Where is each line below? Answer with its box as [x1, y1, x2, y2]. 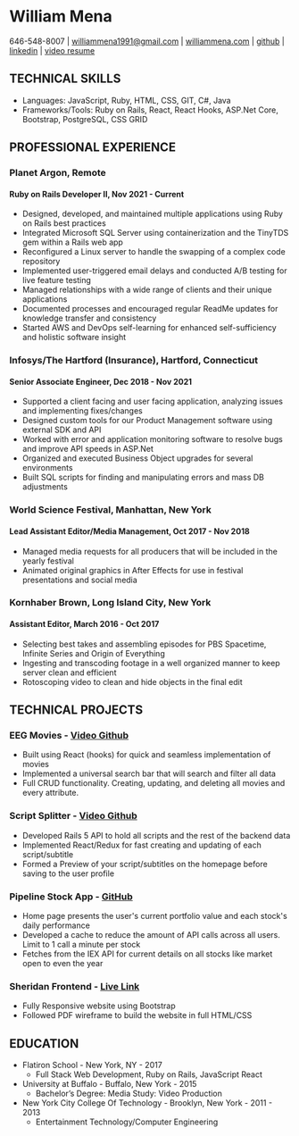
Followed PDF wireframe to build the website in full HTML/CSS [21, 1010, 253, 1021]
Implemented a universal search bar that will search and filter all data [21, 768, 277, 779]
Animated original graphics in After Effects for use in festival [21, 564, 244, 575]
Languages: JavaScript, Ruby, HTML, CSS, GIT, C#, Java [21, 95, 231, 105]
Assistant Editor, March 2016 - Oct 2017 [9, 619, 160, 630]
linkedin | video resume [9, 45, 96, 55]
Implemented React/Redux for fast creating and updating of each [21, 839, 262, 850]
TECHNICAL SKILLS [9, 71, 121, 87]
